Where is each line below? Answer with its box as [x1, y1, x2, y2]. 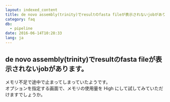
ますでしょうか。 [9, 91, 46, 97]
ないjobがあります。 [25, 65, 88, 73]
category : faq [5, 17, 35, 22]
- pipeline [10, 26, 33, 31]
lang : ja [5, 36, 24, 41]
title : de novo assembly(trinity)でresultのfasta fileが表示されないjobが [5, 12, 159, 17]
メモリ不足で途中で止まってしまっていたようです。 [5, 79, 111, 85]
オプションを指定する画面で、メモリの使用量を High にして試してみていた [5, 85, 159, 91]
